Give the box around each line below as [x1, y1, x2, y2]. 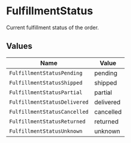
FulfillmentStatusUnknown [9, 128, 83, 135]
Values [6, 41, 33, 51]
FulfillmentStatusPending [9, 70, 83, 76]
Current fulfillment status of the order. [6, 24, 99, 31]
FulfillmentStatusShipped [9, 79, 83, 86]
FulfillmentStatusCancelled [9, 108, 89, 115]
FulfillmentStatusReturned [9, 118, 86, 125]
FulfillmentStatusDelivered [9, 98, 89, 105]
